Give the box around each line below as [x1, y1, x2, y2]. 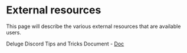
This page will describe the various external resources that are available [6, 23, 181, 30]
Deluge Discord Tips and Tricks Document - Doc [6, 40, 124, 47]
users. [6, 29, 22, 36]
